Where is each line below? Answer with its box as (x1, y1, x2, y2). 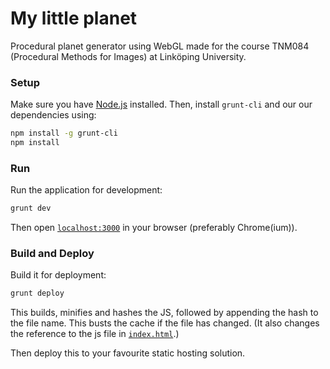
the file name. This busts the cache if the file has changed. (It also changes (10, 317, 320, 329)
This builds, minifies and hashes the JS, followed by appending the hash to (10, 307, 319, 319)
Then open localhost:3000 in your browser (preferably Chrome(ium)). (10, 222, 298, 234)
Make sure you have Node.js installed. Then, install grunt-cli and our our (10, 98, 313, 111)
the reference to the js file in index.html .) (10, 328, 180, 340)
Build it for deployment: (10, 269, 107, 281)
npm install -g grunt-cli (10, 128, 118, 139)
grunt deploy (10, 288, 65, 299)
